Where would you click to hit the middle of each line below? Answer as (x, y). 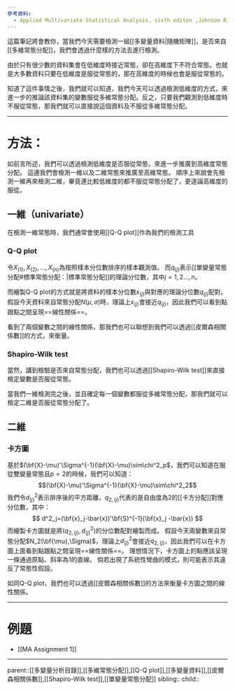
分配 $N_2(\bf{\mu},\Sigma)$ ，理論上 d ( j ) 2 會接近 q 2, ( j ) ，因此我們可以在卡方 (119, 541)
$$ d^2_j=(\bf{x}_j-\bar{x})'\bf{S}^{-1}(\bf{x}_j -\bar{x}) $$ (117, 519)
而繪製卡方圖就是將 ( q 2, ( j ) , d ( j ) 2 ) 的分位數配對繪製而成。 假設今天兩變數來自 (114, 531)
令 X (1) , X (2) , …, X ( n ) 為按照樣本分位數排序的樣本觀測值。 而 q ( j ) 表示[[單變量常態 (117, 268)
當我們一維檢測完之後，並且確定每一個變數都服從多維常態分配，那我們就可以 (117, 394)
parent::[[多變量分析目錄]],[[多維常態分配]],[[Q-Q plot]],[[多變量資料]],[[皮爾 (116, 670)
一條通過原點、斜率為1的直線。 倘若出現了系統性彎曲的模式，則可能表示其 (114, 560)
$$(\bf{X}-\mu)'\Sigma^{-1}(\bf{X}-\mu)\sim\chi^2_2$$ (117, 485)
